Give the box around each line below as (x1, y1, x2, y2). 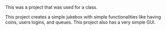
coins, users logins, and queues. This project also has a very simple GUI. (5, 19, 156, 25)
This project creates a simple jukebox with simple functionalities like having (5, 14, 161, 19)
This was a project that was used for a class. (5, 4, 98, 10)
